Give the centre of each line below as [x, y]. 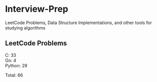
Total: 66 [14, 75]
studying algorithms [25, 27]
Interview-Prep [37, 9]
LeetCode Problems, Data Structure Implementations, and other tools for [78, 23]
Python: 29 [16, 65]
